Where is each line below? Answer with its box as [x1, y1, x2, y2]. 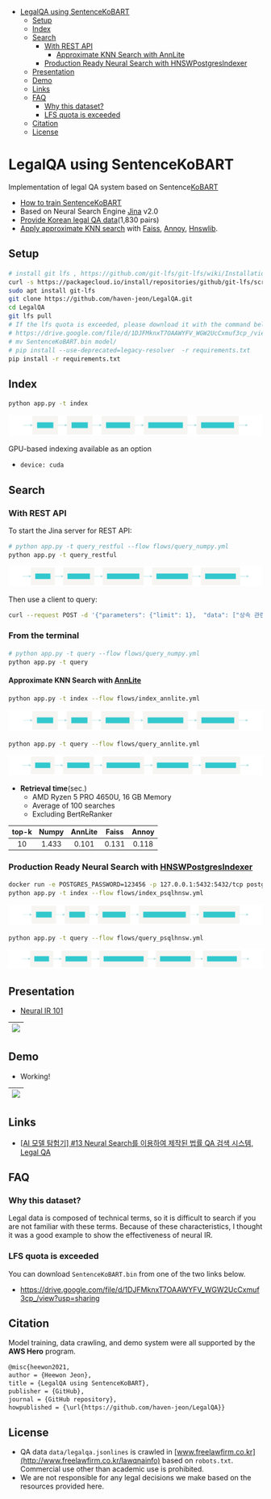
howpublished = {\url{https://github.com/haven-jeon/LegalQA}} [8, 1404, 226, 1412]
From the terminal [8, 630, 80, 641]
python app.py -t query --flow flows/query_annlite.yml [8, 740, 200, 749]
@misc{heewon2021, [8, 1363, 70, 1371]
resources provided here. [19, 1481, 105, 1491]
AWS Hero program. [8, 1346, 77, 1357]
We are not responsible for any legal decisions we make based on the [19, 1473, 252, 1483]
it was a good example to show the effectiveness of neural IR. [8, 1231, 213, 1240]
